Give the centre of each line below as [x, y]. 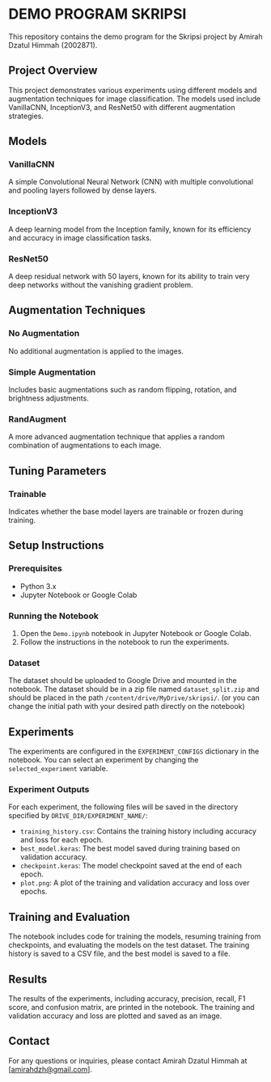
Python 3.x [38, 586]
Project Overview [53, 71]
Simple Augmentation [52, 371]
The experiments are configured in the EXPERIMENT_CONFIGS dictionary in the [134, 751]
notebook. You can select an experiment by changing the [104, 760]
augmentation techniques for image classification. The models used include [135, 99]
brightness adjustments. [49, 398]
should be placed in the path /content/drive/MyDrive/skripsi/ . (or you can [134, 698]
